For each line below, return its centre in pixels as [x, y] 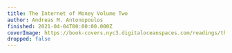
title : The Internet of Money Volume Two [68, 13]
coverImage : [24, 33]
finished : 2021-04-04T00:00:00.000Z [60, 26]
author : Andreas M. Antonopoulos [55, 20]
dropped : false [29, 39]
